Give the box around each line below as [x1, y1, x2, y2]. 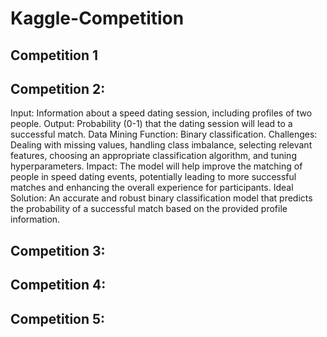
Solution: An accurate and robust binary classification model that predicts [10, 192, 313, 204]
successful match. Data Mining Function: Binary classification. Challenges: [10, 128, 318, 141]
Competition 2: [10, 80, 106, 97]
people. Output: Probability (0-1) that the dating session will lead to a [10, 118, 293, 130]
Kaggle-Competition [10, 7, 185, 30]
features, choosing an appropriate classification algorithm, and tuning [10, 150, 297, 162]
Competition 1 [10, 47, 99, 64]
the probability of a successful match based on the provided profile [10, 203, 288, 215]
